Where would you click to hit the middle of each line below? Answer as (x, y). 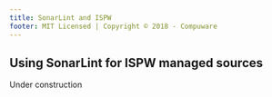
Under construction (46, 85)
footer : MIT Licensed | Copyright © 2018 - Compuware (114, 26)
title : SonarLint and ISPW (60, 18)
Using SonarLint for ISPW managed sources (136, 63)
